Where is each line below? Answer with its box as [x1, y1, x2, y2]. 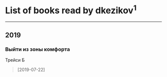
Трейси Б [5, 57, 25, 63]
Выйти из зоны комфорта [5, 46, 71, 53]
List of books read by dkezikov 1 [5, 3, 137, 16]
